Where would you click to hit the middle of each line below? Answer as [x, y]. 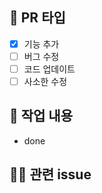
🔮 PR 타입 [37, 18]
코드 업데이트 [49, 69]
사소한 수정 [45, 81]
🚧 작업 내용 [41, 116]
